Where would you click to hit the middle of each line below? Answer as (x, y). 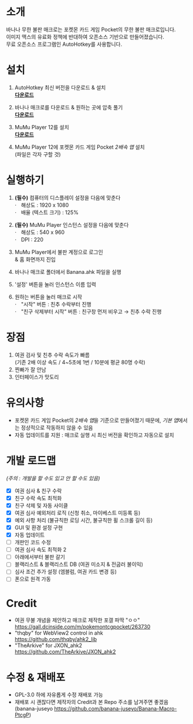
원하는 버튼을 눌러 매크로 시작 (48, 297)
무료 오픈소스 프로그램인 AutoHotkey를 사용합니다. (64, 44)
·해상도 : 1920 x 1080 (42, 205)
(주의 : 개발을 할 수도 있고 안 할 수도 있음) (53, 478)
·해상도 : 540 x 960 (40, 232)
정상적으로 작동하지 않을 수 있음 (57, 427)
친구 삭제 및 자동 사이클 (41, 505)
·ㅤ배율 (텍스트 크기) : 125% (47, 212)
